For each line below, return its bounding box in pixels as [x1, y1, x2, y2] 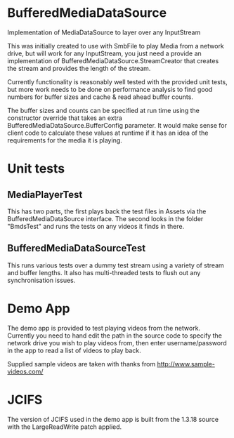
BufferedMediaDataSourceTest [7, 242, 146, 254]
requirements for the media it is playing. [7, 135, 123, 145]
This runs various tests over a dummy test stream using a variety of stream [7, 261, 225, 270]
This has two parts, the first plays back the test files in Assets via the [7, 207, 207, 215]
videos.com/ [7, 367, 44, 376]
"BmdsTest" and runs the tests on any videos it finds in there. [7, 222, 185, 230]
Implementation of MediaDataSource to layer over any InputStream [7, 28, 201, 36]
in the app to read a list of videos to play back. [7, 346, 142, 354]
